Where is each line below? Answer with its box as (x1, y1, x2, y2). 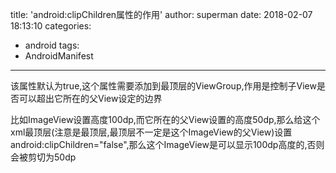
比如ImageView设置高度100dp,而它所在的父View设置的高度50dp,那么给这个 (10, 114, 321, 125)
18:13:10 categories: (10, 20, 92, 32)
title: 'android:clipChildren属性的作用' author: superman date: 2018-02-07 (10, 9, 313, 20)
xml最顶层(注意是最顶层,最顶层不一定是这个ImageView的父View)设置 (10, 126, 293, 138)
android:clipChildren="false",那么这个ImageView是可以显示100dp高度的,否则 (10, 139, 325, 150)
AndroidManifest (24, 50, 94, 62)
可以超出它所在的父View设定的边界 (18, 93, 163, 104)
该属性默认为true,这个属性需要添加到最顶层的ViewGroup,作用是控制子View (10, 80, 317, 92)
